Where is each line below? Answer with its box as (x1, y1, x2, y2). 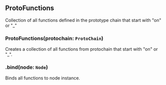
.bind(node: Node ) (5, 64, 48, 71)
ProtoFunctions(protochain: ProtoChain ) (5, 35, 103, 42)
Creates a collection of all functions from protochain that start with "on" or (5, 46, 158, 52)
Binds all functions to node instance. (5, 75, 80, 81)
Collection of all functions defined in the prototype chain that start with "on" (5, 17, 161, 23)
